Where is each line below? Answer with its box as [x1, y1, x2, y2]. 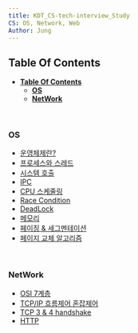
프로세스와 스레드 [19, 159, 74, 168]
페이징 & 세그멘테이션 [19, 224, 87, 233]
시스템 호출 [19, 168, 55, 178]
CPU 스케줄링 [19, 186, 63, 196]
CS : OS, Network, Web [8, 19, 81, 27]
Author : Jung [8, 26, 52, 34]
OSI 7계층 [19, 288, 51, 298]
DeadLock [19, 204, 54, 214]
